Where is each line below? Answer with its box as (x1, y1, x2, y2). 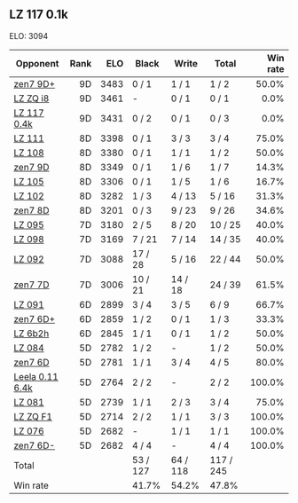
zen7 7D (13, 279, 50, 291)
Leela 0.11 (13, 370, 59, 382)
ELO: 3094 (9, 30, 49, 41)
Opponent (15, 57, 59, 69)
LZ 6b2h (13, 327, 50, 340)
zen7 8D (13, 204, 50, 216)
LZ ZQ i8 (13, 92, 50, 105)
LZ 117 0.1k (9, 7, 68, 22)
